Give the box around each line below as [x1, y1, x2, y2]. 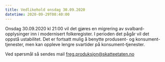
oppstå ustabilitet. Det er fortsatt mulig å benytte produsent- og [5, 36, 135, 42]
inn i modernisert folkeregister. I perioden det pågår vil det [30, 31, 150, 37]
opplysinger [5, 31, 30, 37]
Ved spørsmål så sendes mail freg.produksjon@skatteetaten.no [5, 51, 135, 57]
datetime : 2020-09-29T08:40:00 [5, 12, 70, 17]
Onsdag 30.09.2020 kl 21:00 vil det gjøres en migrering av [5, 25, 124, 31]
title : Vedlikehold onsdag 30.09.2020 [5, 7, 85, 12]
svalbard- [124, 25, 145, 31]
